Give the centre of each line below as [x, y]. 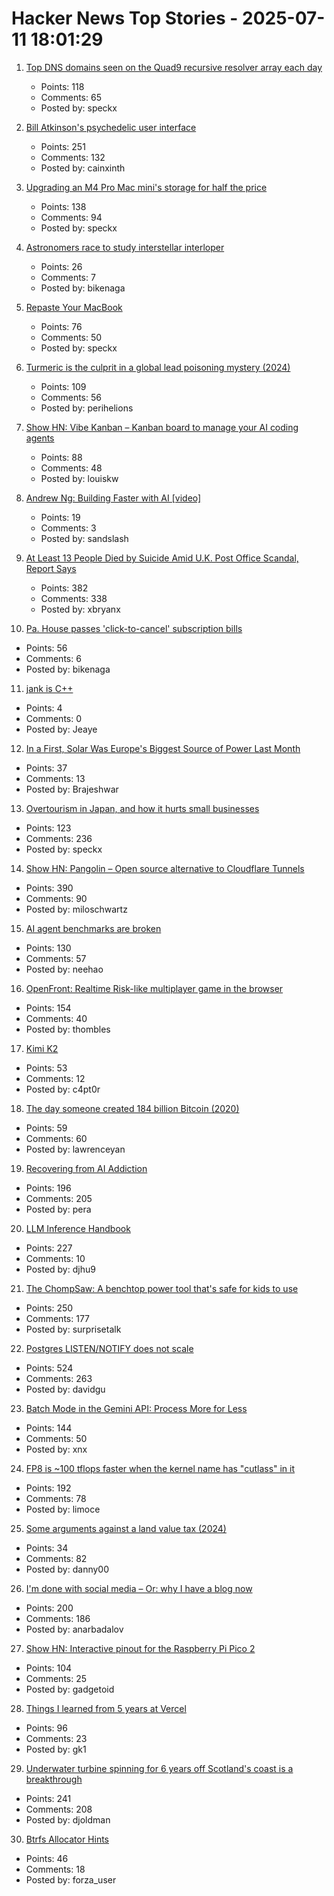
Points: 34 [47, 1548]
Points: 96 [46, 1728]
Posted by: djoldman [68, 1819]
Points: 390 [49, 888]
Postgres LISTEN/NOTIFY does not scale [109, 1348]
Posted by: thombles [68, 1029]
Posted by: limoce [63, 1509]
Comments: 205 [59, 1198]
